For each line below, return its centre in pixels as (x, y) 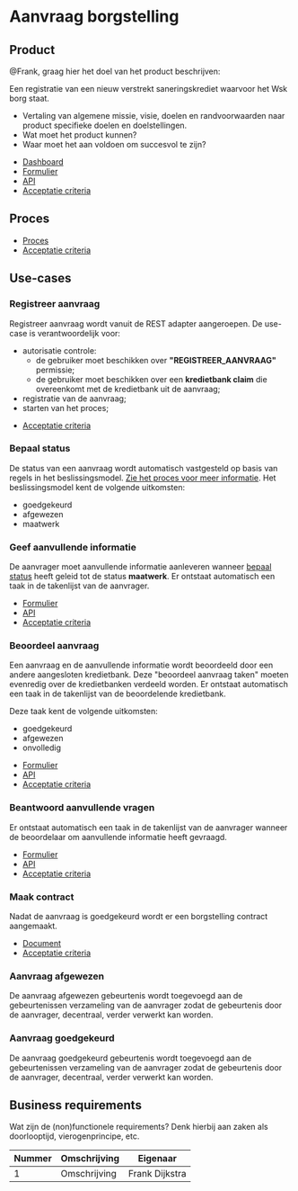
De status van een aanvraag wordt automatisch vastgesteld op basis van (144, 468)
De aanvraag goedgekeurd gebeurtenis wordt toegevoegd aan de (131, 1058)
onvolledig (41, 748)
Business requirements (75, 1105)
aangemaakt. (34, 926)
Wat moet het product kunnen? (79, 135)
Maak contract (42, 897)
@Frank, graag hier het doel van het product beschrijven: (115, 71)
